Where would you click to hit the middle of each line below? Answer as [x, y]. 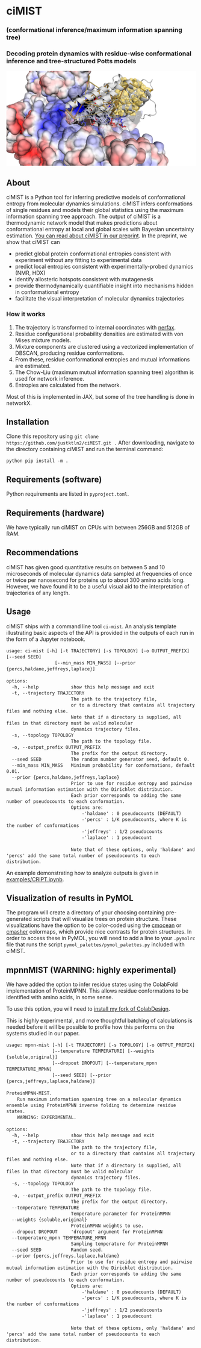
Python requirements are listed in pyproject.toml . [68, 494]
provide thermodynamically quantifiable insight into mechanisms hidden [104, 286]
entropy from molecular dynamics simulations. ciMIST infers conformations [99, 204]
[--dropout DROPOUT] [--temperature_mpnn [105, 1063]
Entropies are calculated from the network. [68, 385]
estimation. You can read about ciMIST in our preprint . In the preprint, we [97, 236]
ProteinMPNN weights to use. [107, 1226]
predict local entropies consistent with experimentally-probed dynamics [104, 267]
